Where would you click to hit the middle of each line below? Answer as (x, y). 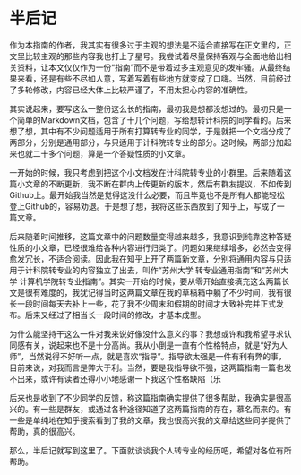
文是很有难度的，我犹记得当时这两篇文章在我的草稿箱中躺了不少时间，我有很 (150, 292)
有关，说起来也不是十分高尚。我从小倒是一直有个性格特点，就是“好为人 (156, 345)
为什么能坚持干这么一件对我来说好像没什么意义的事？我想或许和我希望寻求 (146, 333)
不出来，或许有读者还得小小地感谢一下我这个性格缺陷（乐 (115, 378)
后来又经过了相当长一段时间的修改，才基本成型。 (115, 315)
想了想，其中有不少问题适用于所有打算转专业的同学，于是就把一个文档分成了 (150, 131)
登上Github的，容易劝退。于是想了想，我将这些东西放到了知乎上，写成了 (143, 206)
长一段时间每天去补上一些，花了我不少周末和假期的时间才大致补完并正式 (142, 303)
